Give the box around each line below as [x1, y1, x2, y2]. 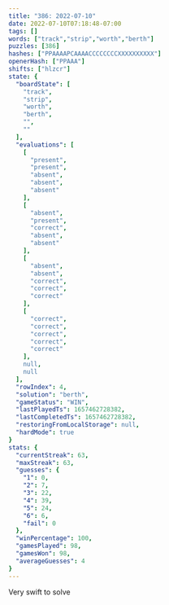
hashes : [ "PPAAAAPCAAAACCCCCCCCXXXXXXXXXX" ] [8, 50, 162, 58]
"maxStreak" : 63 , [15, 458, 75, 467]
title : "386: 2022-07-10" [8, 11, 96, 20]
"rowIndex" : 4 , [15, 383, 67, 391]
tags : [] [8, 27, 38, 35]
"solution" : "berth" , [15, 390, 89, 399]
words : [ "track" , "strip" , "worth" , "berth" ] [8, 34, 154, 43]
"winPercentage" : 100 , [15, 534, 93, 542]
